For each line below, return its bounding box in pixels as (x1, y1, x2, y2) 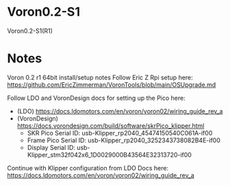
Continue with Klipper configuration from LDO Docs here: (7, 163, 169, 172)
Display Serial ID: (27, 143, 75, 151)
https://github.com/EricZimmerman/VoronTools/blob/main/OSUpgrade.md (7, 80, 216, 89)
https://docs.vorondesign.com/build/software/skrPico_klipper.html (16, 121, 205, 130)
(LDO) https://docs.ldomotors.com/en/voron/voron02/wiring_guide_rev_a (16, 107, 223, 115)
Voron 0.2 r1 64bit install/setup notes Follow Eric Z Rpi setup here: (7, 73, 193, 81)
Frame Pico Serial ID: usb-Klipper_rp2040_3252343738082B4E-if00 (27, 136, 220, 144)
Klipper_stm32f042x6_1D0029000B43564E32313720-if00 (27, 150, 192, 159)
